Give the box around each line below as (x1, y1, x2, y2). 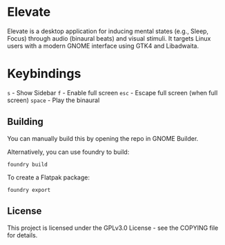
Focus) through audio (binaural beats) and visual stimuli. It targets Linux (7, 34, 211, 42)
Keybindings (7, 66, 81, 81)
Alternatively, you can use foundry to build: (7, 148, 130, 156)
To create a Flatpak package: (7, 173, 90, 182)
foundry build (7, 161, 48, 168)
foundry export (7, 186, 51, 193)
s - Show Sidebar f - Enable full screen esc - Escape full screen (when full (7, 88, 218, 97)
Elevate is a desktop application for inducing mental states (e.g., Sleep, (7, 27, 209, 35)
